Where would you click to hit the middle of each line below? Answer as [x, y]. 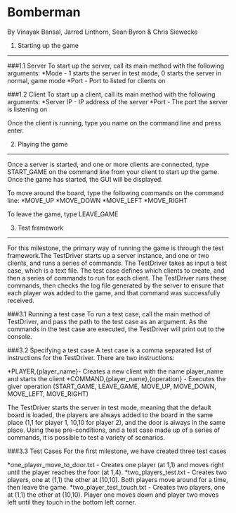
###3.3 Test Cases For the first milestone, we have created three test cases [117, 451]
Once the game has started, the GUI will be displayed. [85, 179]
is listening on [27, 109]
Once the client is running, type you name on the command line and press [114, 123]
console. [20, 336]
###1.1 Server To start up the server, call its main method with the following [116, 66]
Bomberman [44, 12]
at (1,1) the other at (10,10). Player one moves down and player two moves [113, 495]
